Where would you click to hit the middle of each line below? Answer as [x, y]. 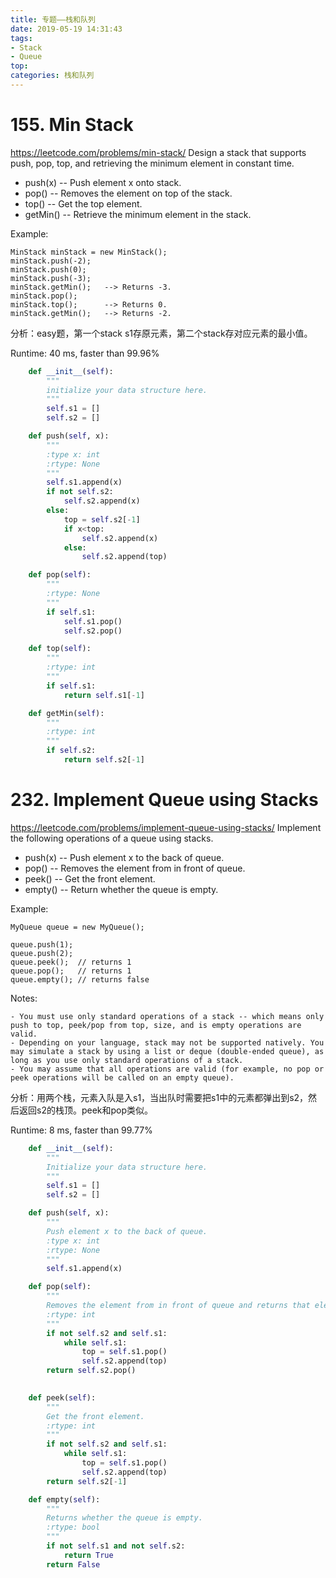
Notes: [24, 998]
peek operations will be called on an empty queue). [122, 1077]
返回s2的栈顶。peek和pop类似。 [86, 1110]
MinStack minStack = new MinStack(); [89, 252]
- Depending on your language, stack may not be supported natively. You [167, 1042]
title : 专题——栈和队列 [53, 19]
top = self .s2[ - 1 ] [102, 519]
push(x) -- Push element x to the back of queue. [124, 857]
